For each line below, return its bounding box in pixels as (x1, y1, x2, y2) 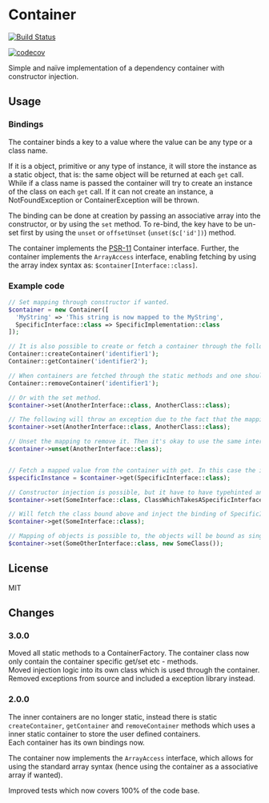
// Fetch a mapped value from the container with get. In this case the (8, 466, 256, 474)
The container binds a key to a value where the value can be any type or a (8, 137, 253, 147)
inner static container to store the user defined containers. (8, 729, 201, 738)
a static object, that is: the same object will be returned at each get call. (8, 170, 244, 179)
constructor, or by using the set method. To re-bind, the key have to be (8, 219, 243, 229)
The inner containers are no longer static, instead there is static (8, 712, 218, 721)
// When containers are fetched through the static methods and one (8, 371, 242, 379)
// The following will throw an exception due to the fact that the (8, 416, 242, 424)
